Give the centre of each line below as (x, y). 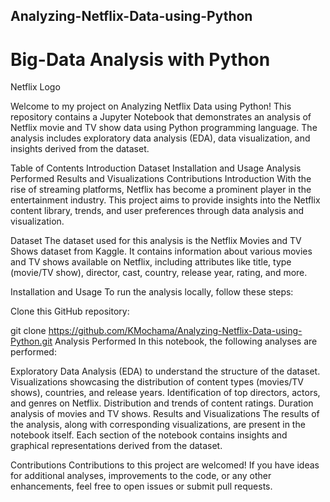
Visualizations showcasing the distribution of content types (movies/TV (157, 382)
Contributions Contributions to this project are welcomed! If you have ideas (165, 465)
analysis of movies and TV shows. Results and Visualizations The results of (165, 414)
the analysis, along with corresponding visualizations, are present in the (158, 425)
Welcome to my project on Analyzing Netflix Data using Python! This (151, 106)
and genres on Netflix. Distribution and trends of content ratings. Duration (162, 403)
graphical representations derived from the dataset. (116, 446)
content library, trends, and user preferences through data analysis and (157, 211)
